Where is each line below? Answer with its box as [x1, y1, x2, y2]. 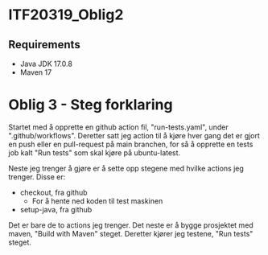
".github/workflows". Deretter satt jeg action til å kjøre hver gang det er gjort [8, 130, 260, 140]
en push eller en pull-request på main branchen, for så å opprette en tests [8, 139, 254, 149]
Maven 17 [19, 68, 52, 77]
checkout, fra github [19, 187, 88, 197]
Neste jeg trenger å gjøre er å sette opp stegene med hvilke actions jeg [8, 163, 244, 173]
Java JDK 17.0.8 [19, 59, 72, 68]
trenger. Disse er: [8, 171, 66, 182]
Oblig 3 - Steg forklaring [8, 96, 173, 114]
